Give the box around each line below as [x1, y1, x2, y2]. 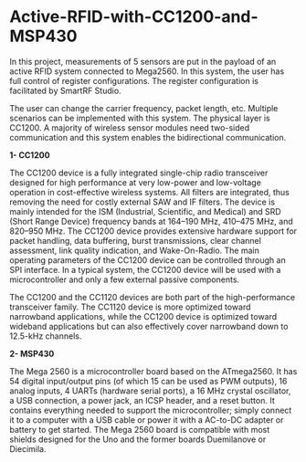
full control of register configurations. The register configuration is [9, 75, 259, 86]
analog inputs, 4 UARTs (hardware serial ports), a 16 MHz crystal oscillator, [9, 385, 291, 396]
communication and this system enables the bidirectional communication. [9, 131, 287, 142]
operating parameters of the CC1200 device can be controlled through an [9, 254, 286, 266]
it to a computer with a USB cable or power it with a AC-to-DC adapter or [9, 414, 284, 425]
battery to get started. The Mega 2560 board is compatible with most [9, 424, 270, 435]
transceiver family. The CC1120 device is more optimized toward [9, 301, 251, 312]
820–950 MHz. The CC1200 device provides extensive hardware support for [9, 226, 298, 236]
